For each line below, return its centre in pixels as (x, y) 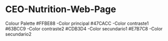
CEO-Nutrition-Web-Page (61, 9)
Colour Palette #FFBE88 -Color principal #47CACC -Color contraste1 (77, 23)
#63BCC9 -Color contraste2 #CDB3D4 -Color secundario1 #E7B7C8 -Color (84, 28)
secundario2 (19, 34)
